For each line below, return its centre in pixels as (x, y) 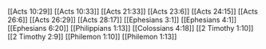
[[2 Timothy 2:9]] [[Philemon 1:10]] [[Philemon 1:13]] (92, 36)
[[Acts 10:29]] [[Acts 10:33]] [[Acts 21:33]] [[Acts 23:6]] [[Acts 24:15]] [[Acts (133, 11)
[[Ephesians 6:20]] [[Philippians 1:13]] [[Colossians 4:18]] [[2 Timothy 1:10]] (131, 28)
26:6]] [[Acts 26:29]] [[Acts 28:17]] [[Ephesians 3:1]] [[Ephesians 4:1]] (122, 20)
